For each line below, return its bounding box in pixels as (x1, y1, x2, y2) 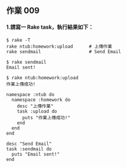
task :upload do (17, 108, 58, 115)
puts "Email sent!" (11, 151, 60, 157)
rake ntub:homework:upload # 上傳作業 (6, 44, 112, 50)
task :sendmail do (6, 146, 52, 152)
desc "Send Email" (6, 141, 52, 147)
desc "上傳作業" (17, 103, 54, 109)
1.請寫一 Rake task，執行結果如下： (6, 23, 94, 30)
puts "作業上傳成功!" (21, 115, 70, 120)
